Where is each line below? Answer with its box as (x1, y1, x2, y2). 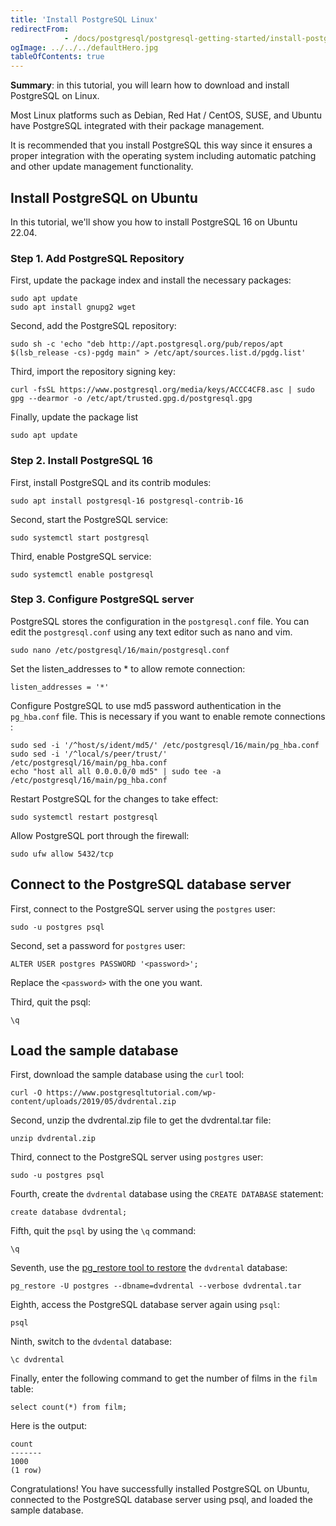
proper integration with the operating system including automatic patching (10, 150, 317, 162)
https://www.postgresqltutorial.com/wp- (46, 1088, 217, 1098)
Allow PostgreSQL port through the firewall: (10, 829, 190, 841)
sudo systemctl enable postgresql (10, 569, 155, 580)
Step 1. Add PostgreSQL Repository (10, 251, 185, 265)
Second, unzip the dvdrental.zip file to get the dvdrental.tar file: (10, 1114, 272, 1126)
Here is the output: (10, 1420, 88, 1432)
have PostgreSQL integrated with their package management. (10, 120, 265, 132)
